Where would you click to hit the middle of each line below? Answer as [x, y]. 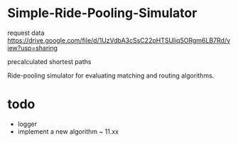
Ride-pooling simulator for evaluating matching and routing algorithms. [111, 75]
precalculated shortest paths [49, 61]
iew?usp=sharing [33, 48]
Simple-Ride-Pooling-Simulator [102, 13]
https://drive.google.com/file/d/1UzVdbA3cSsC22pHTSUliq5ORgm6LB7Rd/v [119, 40]
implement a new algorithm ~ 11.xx [68, 131]
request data [26, 33]
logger [27, 124]
